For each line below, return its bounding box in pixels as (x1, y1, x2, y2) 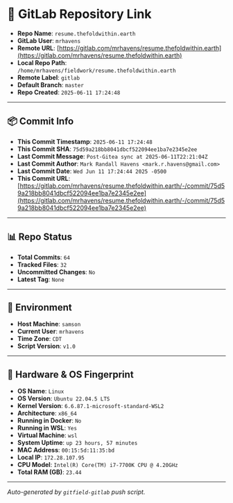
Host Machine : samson (17, 320, 81, 328)
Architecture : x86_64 (17, 409, 78, 418)
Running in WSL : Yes (17, 424, 78, 432)
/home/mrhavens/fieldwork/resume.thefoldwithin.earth (17, 67, 176, 74)
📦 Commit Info (7, 116, 74, 127)
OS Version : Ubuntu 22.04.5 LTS (17, 394, 110, 403)
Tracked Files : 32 (17, 260, 67, 269)
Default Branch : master (17, 80, 85, 89)
